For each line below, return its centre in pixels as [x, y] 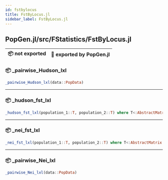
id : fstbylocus [21, 10]
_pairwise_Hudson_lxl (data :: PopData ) [44, 83]
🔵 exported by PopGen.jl [80, 54]
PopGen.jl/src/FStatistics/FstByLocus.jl [68, 39]
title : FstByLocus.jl [28, 14]
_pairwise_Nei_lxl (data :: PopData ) [41, 173]
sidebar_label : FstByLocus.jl [37, 19]
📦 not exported [27, 54]
